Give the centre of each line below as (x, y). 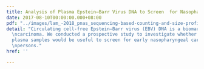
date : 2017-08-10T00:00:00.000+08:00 (54, 18)
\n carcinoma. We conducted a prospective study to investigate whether (104, 34)
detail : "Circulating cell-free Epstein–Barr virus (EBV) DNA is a (93, 29)
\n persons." (27, 46)
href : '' (17, 51)
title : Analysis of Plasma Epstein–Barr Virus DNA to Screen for (92, 12)
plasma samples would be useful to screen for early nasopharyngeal (100, 40)
